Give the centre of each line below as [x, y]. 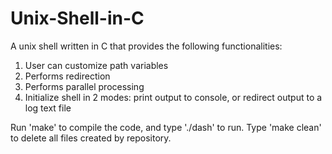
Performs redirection [67, 76]
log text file [48, 108]
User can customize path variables [96, 65]
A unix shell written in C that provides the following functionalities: [146, 46]
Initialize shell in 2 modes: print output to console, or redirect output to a [173, 97]
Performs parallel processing [84, 86]
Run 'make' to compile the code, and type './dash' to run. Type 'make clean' [166, 127]
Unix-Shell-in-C [77, 18]
